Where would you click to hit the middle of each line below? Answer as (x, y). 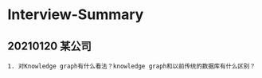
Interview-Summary (76, 15)
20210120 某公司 (50, 46)
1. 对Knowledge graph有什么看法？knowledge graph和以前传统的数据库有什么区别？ (131, 66)
